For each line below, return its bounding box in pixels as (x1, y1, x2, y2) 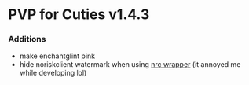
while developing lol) (19, 68, 87, 78)
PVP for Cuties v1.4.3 (8, 6, 150, 24)
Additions (8, 34, 46, 45)
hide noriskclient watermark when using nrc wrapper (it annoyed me (19, 60, 241, 69)
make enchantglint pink (19, 51, 96, 61)
